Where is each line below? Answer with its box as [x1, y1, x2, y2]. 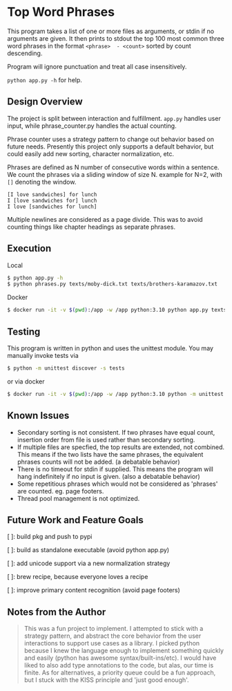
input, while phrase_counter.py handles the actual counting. [7, 122, 177, 130]
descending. [7, 49, 43, 57]
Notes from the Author [7, 606, 106, 618]
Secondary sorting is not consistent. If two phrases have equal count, [17, 428, 215, 436]
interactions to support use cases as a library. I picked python [23, 639, 200, 647]
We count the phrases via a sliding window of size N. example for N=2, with [7, 170, 222, 178]
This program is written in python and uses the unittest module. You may [7, 344, 214, 352]
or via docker [7, 377, 45, 386]
